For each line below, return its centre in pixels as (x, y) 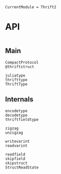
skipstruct (16, 163)
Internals (19, 99)
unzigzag (14, 132)
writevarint (17, 141)
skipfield (15, 159)
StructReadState (22, 167)
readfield (15, 154)
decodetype (16, 115)
